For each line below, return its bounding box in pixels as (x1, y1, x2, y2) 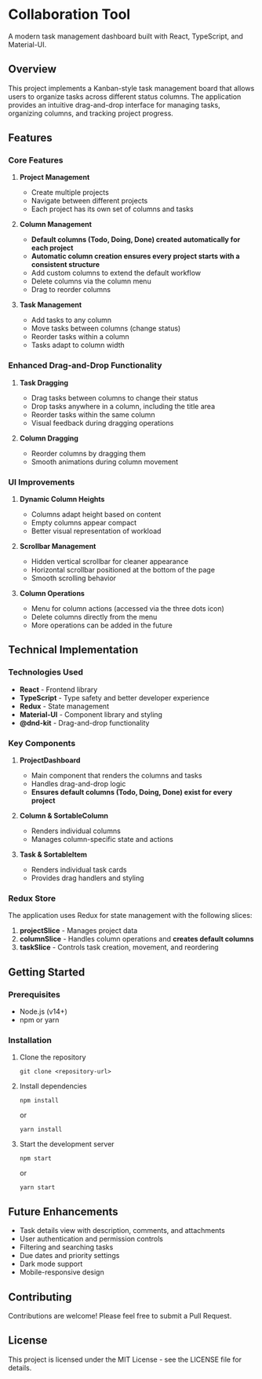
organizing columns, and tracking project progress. (8, 108, 174, 118)
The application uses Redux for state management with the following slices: (8, 911, 253, 920)
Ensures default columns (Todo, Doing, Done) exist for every (31, 788, 233, 797)
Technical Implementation (8, 643, 139, 657)
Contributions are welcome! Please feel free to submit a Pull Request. (8, 1311, 232, 1320)
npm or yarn (19, 1015, 60, 1024)
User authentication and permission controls (19, 1235, 163, 1244)
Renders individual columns (31, 826, 122, 836)
